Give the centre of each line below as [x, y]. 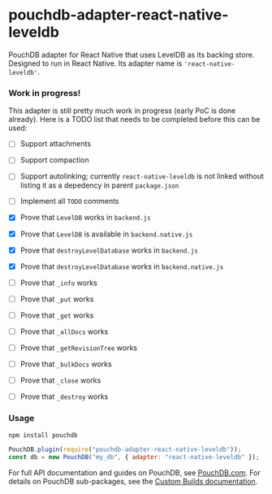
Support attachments [56, 144]
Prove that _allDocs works [64, 331]
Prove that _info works [58, 283]
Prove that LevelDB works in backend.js [86, 218]
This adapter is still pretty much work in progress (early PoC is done [122, 110]
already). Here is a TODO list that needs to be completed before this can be [134, 119]
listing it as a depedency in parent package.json [99, 185]
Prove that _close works [60, 380]
